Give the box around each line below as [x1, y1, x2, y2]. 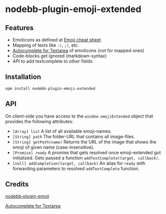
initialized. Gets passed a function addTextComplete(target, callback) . [12, 155, 160, 161]
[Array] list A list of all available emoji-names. [12, 128, 112, 134]
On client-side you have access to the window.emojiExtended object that [5, 113, 153, 119]
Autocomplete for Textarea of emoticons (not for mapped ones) [12, 48, 144, 53]
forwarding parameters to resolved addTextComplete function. [12, 165, 140, 171]
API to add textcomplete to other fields [12, 58, 93, 64]
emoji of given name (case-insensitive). [12, 144, 95, 150]
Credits [5, 180, 29, 189]
